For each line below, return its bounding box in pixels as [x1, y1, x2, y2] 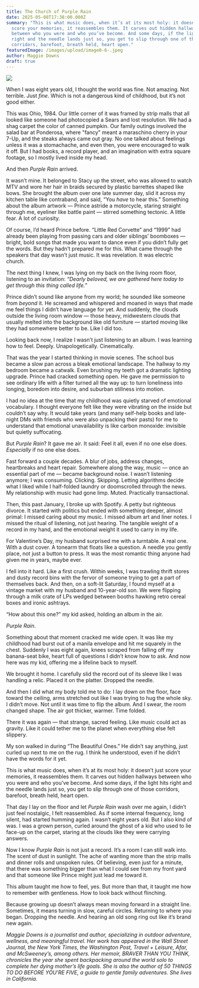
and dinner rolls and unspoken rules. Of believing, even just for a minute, [6, 859, 184, 866]
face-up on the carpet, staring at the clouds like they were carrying [6, 828, 170, 836]
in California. [6, 975, 38, 982]
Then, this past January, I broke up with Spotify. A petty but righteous [6, 500, 176, 507]
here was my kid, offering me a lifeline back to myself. [6, 658, 138, 666]
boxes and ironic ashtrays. [6, 599, 70, 606]
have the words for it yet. [6, 755, 67, 762]
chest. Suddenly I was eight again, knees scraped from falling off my [6, 646, 174, 653]
